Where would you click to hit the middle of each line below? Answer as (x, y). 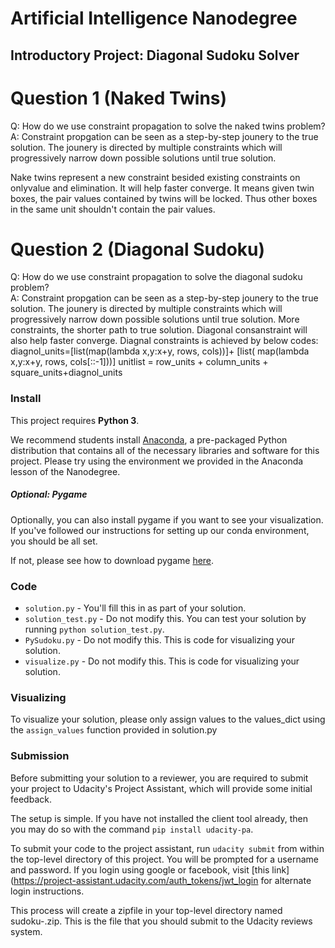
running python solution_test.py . (94, 629)
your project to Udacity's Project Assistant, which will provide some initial (161, 788)
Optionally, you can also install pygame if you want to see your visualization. (167, 519)
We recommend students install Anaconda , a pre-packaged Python (149, 439)
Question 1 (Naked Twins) (119, 98)
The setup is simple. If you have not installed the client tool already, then (159, 818)
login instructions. (47, 891)
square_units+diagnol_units (66, 373)
